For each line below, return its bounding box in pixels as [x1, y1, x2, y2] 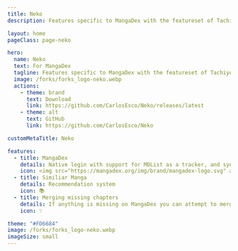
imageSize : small [7, 233, 59, 240]
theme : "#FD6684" [7, 220, 59, 228]
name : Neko [13, 56, 46, 63]
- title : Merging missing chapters [13, 193, 119, 201]
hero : [7, 49, 23, 57]
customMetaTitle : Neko [7, 134, 74, 142]
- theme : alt [20, 109, 59, 116]
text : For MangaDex [13, 63, 72, 70]
